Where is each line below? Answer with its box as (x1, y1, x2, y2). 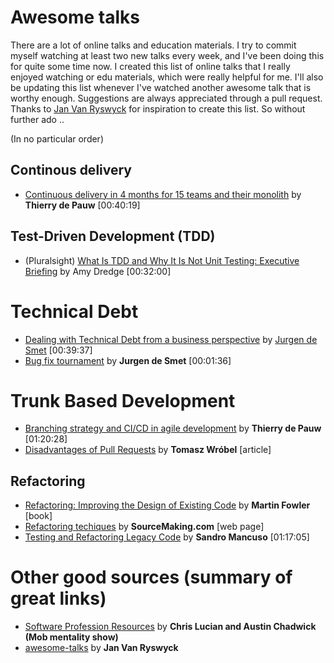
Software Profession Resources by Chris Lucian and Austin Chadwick (24, 621, 317, 633)
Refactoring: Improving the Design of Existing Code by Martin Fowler (24, 499, 311, 511)
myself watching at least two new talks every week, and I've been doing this (10, 49, 325, 61)
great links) (10, 587, 107, 610)
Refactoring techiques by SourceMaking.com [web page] (24, 521, 265, 533)
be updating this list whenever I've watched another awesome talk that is (10, 81, 312, 93)
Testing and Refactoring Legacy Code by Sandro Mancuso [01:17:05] (24, 531, 310, 543)
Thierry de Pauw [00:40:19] (24, 199, 141, 211)
